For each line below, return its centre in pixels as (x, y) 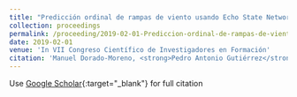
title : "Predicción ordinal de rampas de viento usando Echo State (136, 17)
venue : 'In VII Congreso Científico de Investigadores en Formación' (140, 50)
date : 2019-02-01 (41, 42)
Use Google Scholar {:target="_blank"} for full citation (106, 83)
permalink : (29, 34)
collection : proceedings (55, 26)
